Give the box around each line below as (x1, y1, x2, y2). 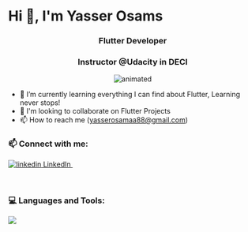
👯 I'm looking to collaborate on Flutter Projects (19, 107, 171, 116)
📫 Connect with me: (8, 138, 88, 149)
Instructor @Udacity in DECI (77, 57, 188, 68)
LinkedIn (43, 159, 71, 169)
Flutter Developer (98, 36, 167, 47)
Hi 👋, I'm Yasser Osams (8, 7, 163, 25)
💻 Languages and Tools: (8, 195, 105, 206)
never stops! (19, 98, 61, 107)
